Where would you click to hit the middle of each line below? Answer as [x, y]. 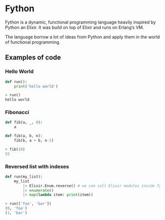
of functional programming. [33, 42]
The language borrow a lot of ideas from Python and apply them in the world [82, 37]
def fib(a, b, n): [24, 136]
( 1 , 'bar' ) [16, 213]
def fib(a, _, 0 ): [24, 123]
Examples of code [33, 58]
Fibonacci [17, 112]
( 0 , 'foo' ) [16, 208]
